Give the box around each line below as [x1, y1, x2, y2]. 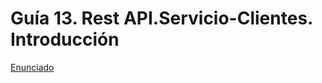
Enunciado [10, 61, 55, 73]
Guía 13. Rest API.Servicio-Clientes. [10, 7, 313, 30]
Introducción [10, 28, 120, 51]
